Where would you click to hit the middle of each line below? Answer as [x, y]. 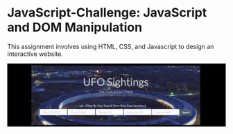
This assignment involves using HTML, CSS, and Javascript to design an [111, 46]
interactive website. [35, 54]
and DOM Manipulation [75, 27]
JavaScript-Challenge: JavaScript [107, 13]
